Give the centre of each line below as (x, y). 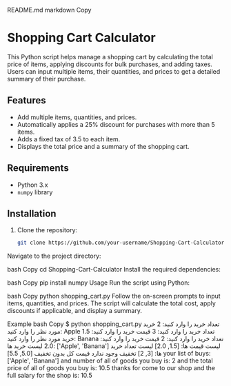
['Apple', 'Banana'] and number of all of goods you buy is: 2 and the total (110, 360)
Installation (32, 213)
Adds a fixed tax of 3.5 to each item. (69, 139)
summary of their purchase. (47, 79)
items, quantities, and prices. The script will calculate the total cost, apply (111, 303)
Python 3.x (32, 185)
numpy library (35, 192)
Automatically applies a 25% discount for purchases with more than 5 (116, 124)
